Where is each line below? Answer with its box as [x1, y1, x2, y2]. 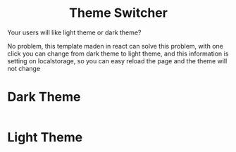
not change [7, 64, 41, 72]
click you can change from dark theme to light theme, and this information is [7, 49, 229, 58]
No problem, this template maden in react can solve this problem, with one [7, 42, 223, 50]
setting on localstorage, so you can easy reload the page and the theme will [7, 56, 228, 65]
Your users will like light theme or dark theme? [7, 28, 142, 37]
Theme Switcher [69, 5, 168, 21]
